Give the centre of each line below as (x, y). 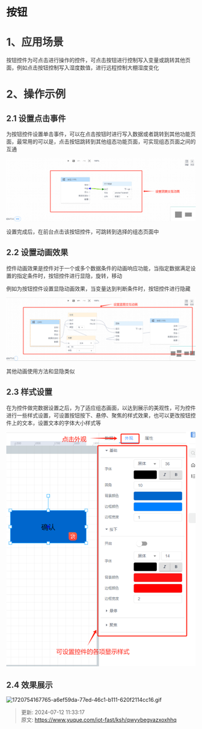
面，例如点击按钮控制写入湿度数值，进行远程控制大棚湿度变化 (83, 68)
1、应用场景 (35, 42)
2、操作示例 (36, 94)
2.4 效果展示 (29, 685)
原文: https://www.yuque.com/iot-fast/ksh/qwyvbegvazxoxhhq (99, 719)
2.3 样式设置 (29, 392)
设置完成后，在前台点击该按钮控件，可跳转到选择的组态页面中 (83, 231)
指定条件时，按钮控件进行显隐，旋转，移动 (69, 276)
